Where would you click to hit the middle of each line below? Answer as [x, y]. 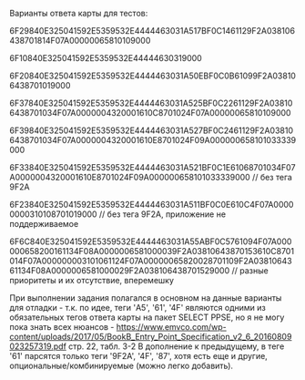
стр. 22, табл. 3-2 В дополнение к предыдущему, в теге [176, 346]
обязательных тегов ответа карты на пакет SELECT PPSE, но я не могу [147, 317]
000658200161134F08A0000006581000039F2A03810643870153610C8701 [152, 251]
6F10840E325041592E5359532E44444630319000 [106, 58]
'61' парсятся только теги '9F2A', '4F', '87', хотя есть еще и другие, [139, 356]
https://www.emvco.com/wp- [172, 327]
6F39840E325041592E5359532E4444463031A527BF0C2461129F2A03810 [152, 130]
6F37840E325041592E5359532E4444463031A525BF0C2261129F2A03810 [151, 103]
